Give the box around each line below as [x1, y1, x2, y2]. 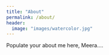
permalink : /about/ [6, 14, 55, 20]
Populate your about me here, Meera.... [6, 42, 104, 49]
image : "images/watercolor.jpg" [11, 25, 93, 32]
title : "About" [6, 8, 45, 15]
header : [6, 20, 26, 26]
